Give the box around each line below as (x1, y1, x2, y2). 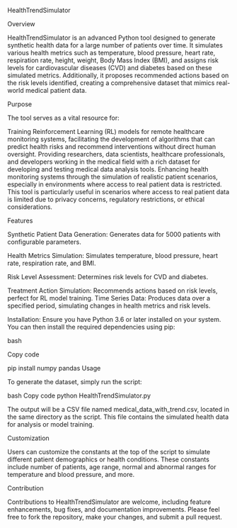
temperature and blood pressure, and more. (7, 471, 135, 478)
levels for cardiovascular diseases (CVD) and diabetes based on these (7, 64, 212, 72)
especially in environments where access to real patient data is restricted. (7, 180, 222, 189)
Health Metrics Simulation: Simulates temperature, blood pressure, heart (7, 252, 218, 259)
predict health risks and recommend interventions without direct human (7, 142, 216, 151)
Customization (7, 434, 50, 442)
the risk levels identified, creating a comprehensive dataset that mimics (7, 79, 215, 87)
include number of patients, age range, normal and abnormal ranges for (7, 463, 216, 471)
